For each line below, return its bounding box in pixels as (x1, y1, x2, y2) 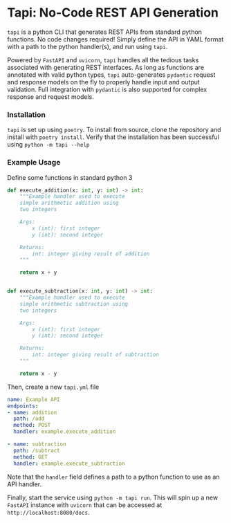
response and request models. (7, 92, 95, 101)
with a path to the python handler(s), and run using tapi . (7, 42, 168, 51)
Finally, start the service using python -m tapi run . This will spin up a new (7, 493, 219, 502)
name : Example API (7, 396, 60, 403)
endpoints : (7, 403, 39, 410)
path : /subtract (13, 447, 60, 454)
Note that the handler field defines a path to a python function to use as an (7, 472, 220, 481)
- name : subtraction (7, 441, 67, 448)
